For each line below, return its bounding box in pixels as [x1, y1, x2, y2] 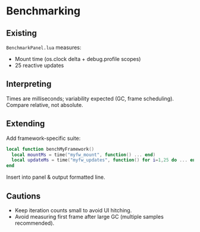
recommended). [14, 219, 55, 227]
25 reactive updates [14, 62, 64, 69]
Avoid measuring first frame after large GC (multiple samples [14, 213, 164, 220]
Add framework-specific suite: [6, 135, 81, 142]
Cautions [6, 191, 40, 201]
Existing [6, 28, 37, 38]
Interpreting [6, 79, 52, 89]
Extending [6, 118, 45, 129]
